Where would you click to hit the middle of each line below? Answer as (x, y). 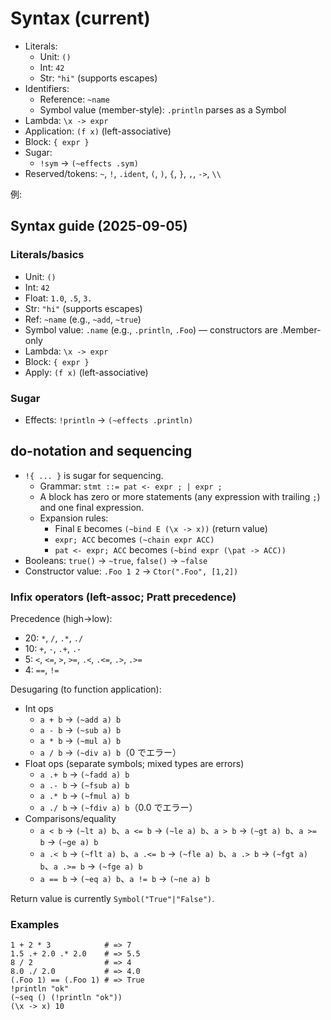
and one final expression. (92, 507)
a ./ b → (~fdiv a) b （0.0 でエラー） (118, 808)
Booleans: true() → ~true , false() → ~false (116, 560)
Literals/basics (47, 255)
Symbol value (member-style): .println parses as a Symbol (163, 109)
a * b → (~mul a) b (80, 741)
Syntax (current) (80, 18)
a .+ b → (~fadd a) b (84, 774)
